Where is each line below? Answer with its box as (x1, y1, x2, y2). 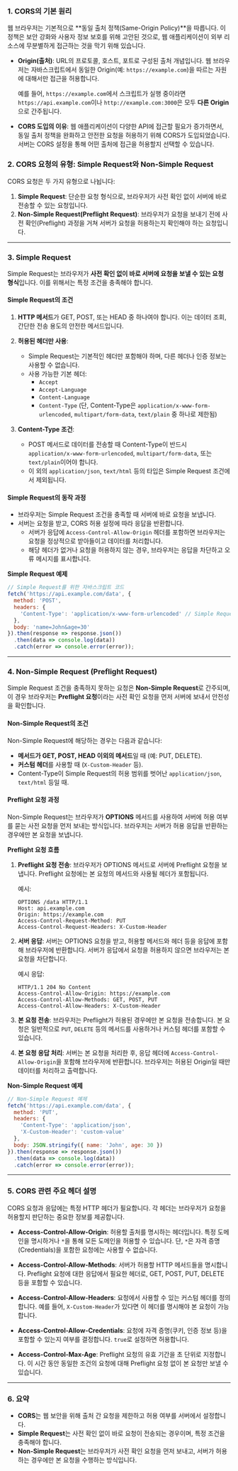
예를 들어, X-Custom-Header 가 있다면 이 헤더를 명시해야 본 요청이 (38, 1302, 216, 1311)
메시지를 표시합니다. (35, 555, 91, 563)
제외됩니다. (35, 475, 67, 484)
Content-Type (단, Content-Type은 (38, 401, 137, 409)
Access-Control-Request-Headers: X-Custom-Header (17, 923, 168, 930)
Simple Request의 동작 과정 (7, 493, 86, 502)
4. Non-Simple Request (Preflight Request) (7, 666, 158, 676)
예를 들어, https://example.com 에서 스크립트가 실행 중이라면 (17, 89, 186, 98)
